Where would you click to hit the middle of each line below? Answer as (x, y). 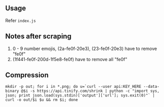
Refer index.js (21, 20)
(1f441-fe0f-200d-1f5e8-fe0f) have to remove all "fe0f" (70, 59)
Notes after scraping (38, 37)
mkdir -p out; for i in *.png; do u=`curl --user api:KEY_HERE (73, 87)
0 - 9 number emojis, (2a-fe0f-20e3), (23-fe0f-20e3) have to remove (85, 48)
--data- (151, 87)
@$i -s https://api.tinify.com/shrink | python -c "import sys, (90, 91)
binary (12, 91)
